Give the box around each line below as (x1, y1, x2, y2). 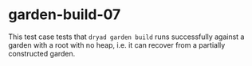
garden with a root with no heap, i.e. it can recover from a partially (8, 40, 226, 49)
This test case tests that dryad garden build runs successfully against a (8, 32, 245, 41)
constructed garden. (8, 49, 76, 58)
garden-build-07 (8, 6, 121, 24)
